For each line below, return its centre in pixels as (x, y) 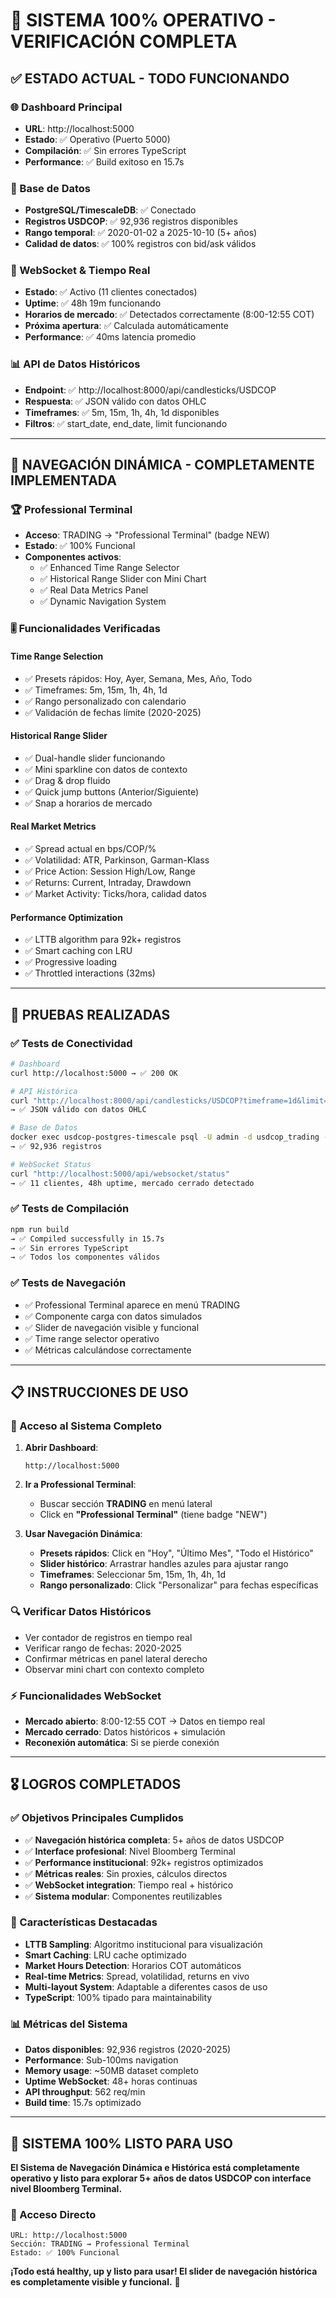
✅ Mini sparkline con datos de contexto (106, 769)
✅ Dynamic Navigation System (103, 601)
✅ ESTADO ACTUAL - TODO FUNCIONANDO (150, 78)
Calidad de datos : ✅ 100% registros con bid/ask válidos (140, 244)
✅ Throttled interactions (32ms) (90, 973)
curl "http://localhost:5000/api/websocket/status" (120, 1174)
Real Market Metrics (53, 826)
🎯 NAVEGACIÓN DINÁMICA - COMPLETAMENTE (162, 465)
